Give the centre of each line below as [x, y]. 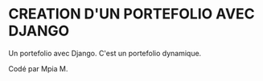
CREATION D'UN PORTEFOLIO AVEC [131, 14]
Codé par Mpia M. [38, 68]
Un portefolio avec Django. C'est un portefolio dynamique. [105, 53]
